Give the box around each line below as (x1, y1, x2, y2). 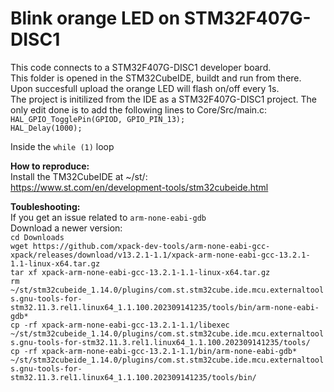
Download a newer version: (10, 222, 123, 234)
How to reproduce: (10, 160, 90, 172)
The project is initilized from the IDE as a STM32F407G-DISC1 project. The (10, 93, 317, 105)
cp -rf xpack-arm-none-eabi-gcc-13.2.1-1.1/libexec (10, 320, 230, 330)
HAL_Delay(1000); (10, 123, 83, 133)
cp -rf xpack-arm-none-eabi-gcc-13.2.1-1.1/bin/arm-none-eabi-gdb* (10, 346, 298, 356)
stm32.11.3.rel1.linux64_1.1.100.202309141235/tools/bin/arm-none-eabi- (10, 302, 320, 312)
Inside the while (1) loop (10, 140, 115, 152)
